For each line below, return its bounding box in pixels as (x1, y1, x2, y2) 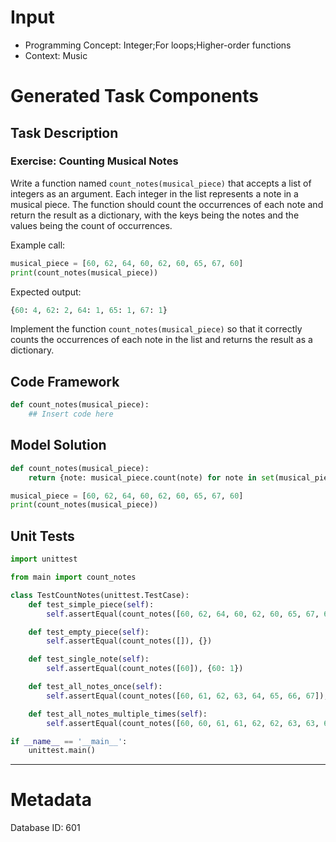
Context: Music (24, 49, 88, 61)
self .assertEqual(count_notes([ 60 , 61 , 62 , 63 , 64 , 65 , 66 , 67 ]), (46, 691, 329, 701)
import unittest (10, 554, 78, 565)
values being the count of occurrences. (10, 219, 173, 231)
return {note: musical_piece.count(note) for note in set (28, 472, 275, 483)
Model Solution (10, 437, 107, 454)
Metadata (10, 789, 92, 811)
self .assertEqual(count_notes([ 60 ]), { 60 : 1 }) (46, 664, 244, 674)
